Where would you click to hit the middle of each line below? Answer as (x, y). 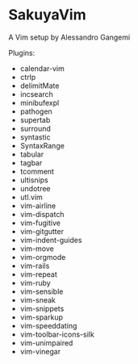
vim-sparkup (41, 317)
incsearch (37, 94)
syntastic (35, 137)
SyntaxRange (42, 145)
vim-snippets (42, 308)
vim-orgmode (43, 257)
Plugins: (22, 52)
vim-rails (35, 266)
